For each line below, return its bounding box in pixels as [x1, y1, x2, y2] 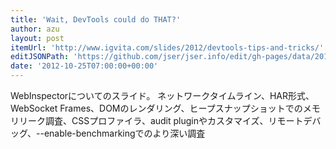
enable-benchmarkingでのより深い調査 [43, 127, 206, 139]
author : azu [10, 24, 60, 34]
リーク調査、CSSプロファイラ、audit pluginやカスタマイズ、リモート [18, 115, 304, 126]
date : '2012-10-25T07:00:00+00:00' [10, 61, 159, 71]
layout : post [10, 33, 65, 43]
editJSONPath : [10, 52, 70, 62]
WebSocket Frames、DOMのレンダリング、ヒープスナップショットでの [10, 102, 303, 114]
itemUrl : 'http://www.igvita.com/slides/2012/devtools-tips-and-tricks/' [10, 42, 325, 53]
